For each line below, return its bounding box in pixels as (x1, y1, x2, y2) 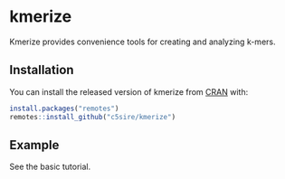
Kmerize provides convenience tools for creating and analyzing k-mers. (9, 36, 276, 47)
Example (9, 137, 60, 153)
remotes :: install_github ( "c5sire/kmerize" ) (9, 112, 176, 121)
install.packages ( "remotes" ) (9, 104, 119, 113)
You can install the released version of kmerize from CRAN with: (9, 86, 249, 97)
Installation (9, 62, 74, 78)
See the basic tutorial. (9, 161, 91, 173)
